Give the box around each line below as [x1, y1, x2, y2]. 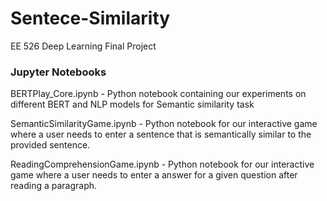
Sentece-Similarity [10, 7, 171, 30]
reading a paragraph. [10, 180, 98, 192]
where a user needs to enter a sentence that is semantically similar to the [10, 128, 312, 141]
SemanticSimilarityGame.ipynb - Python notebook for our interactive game [10, 118, 318, 130]
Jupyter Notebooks [10, 65, 107, 79]
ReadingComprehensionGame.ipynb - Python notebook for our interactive [10, 158, 315, 171]
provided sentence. [10, 139, 91, 151]
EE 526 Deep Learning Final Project [10, 40, 157, 52]
